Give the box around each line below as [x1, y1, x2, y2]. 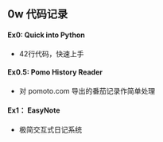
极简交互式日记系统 [18, 125, 83, 134]
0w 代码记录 [7, 7, 68, 21]
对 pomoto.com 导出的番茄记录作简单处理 [18, 86, 156, 95]
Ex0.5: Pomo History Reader [7, 67, 103, 77]
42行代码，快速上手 [18, 48, 84, 58]
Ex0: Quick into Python [7, 30, 85, 40]
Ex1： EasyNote [7, 106, 60, 115]
